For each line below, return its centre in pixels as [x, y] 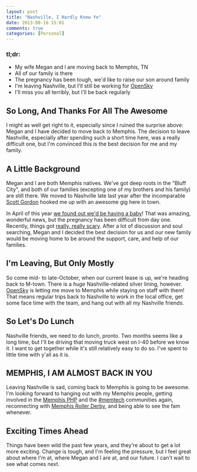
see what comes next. [33, 464]
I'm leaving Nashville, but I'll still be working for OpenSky [84, 86]
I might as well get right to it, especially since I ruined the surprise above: [95, 125]
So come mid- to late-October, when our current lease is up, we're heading [97, 277]
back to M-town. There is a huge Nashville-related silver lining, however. [94, 284]
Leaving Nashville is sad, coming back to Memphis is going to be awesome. [98, 387]
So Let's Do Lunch [40, 321]
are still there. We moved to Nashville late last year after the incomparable [96, 196]
